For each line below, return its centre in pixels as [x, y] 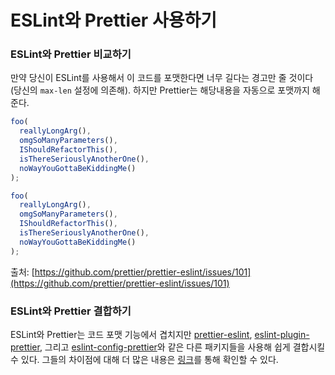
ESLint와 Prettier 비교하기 [71, 54]
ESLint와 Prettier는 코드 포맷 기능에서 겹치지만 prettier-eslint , [131, 335]
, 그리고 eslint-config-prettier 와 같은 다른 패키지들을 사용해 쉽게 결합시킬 [182, 347]
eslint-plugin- [282, 335]
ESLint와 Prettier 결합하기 [71, 311]
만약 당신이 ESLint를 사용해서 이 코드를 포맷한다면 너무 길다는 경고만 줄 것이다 [162, 78]
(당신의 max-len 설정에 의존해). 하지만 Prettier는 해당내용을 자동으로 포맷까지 [160, 90]
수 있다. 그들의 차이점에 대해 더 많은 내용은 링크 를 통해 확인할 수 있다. [144, 360]
